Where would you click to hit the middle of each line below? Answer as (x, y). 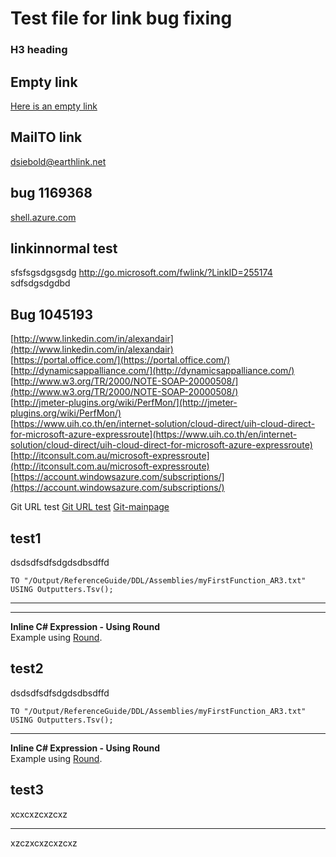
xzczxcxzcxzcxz (44, 843)
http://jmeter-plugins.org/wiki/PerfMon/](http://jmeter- (125, 403)
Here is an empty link (54, 106)
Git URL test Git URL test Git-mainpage (90, 507)
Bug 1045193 (51, 314)
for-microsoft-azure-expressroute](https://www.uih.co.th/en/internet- (154, 434)
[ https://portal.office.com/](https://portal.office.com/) (120, 360)
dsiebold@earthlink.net (58, 161)
